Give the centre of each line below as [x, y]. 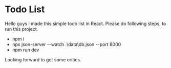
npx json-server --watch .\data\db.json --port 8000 [67, 44]
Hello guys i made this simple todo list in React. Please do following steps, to [85, 24]
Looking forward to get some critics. [43, 59]
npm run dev [26, 50]
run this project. [22, 29]
